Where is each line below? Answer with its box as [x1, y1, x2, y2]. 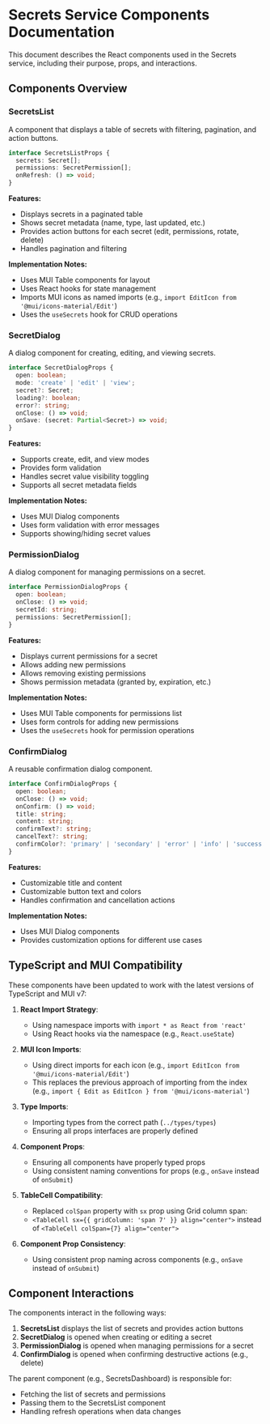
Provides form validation [19, 463, 102, 473]
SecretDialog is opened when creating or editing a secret [19, 1332, 213, 1342]
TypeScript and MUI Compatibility [8, 958, 184, 973]
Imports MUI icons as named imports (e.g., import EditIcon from [19, 292, 237, 301]
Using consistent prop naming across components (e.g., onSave [32, 1254, 243, 1264]
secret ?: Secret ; [15, 386, 74, 394]
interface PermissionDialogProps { [8, 583, 129, 591]
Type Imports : [19, 1102, 69, 1111]
